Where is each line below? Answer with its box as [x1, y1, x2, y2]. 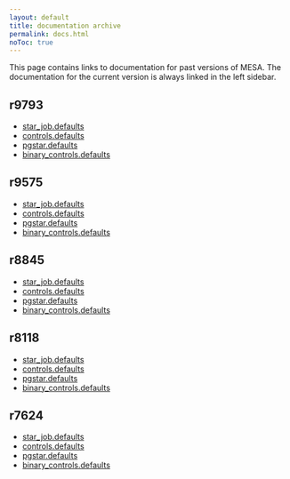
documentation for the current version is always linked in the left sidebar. [9, 72, 277, 83]
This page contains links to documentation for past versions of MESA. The [9, 62, 282, 73]
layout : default [9, 12, 69, 22]
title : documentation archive [9, 21, 122, 30]
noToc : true [9, 37, 53, 47]
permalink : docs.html [9, 29, 90, 38]
